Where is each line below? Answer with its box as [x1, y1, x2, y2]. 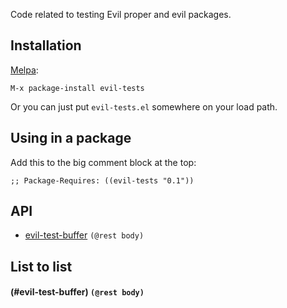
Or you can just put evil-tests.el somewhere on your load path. [10, 100, 278, 113]
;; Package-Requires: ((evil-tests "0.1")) [10, 175, 195, 186]
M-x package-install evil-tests [10, 83, 145, 93]
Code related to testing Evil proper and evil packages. [10, 9, 232, 20]
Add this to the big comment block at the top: [10, 156, 197, 168]
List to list [10, 258, 73, 275]
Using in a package [10, 130, 132, 147]
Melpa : [10, 64, 39, 76]
